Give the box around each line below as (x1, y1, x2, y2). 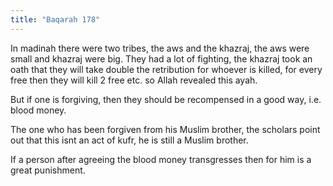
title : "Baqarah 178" (10, 14, 101, 25)
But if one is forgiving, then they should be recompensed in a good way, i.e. (10, 93, 322, 105)
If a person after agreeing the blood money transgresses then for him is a (10, 153, 312, 165)
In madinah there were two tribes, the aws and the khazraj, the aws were (10, 42, 310, 54)
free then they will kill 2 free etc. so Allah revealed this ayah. (10, 74, 258, 86)
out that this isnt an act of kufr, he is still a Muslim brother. (10, 134, 249, 146)
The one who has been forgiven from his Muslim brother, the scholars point (10, 123, 321, 135)
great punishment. (10, 164, 86, 176)
